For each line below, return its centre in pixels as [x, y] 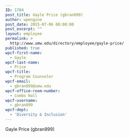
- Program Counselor [32, 77]
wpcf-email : [18, 81]
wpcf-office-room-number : [33, 91]
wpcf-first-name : [24, 53]
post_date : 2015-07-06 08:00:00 [40, 24]
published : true [22, 48]
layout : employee [24, 34]
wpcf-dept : [17, 110]
